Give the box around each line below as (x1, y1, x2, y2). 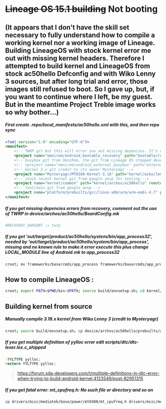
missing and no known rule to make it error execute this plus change (5, 244, 149, 250)
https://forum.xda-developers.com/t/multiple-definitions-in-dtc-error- (17, 370, 160, 376)
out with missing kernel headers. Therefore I (5, 54, 145, 62)
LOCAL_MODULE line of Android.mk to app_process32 (5, 249, 120, 255)
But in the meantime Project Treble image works (5, 100, 156, 109)
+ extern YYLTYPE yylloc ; (5, 362, 56, 367)
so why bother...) (5, 108, 59, 117)
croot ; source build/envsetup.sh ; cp (5, 328, 83, 333)
